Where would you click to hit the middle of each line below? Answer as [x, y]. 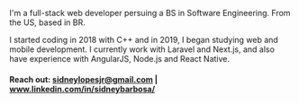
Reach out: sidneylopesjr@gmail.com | [84, 79]
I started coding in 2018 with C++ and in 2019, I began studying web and [144, 40]
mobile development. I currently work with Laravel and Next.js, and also [142, 49]
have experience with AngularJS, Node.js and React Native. [120, 59]
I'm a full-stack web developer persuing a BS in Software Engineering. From [150, 13]
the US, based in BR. [47, 22]
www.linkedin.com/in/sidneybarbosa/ [82, 89]
